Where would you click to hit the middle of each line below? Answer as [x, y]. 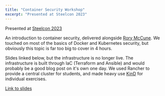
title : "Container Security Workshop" [45, 10]
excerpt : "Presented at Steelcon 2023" [46, 14]
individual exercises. [26, 79]
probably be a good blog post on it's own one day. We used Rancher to [77, 68]
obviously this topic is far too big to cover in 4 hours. [59, 48]
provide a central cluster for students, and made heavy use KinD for [74, 73]
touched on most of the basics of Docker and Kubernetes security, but [77, 43]
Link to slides [19, 88]
